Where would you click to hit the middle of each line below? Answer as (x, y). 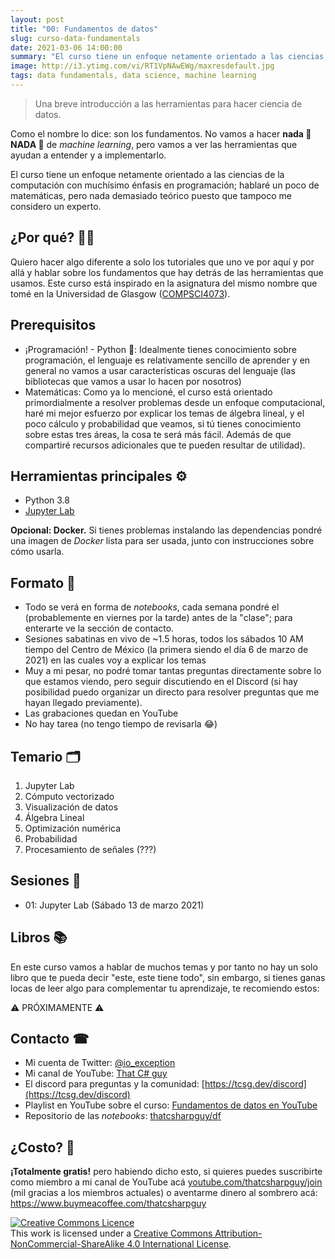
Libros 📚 (39, 937)
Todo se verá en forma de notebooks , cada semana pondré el (152, 607)
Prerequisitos (53, 325)
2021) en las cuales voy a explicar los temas (115, 660)
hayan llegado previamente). (83, 703)
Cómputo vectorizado (69, 796)
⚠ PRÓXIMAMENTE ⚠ (57, 1007)
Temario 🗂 (45, 756)
